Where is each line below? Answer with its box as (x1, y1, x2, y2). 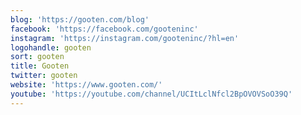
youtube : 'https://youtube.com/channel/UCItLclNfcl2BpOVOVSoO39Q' (10, 89, 293, 99)
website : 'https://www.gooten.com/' (10, 80, 163, 90)
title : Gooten (10, 61, 70, 71)
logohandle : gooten (10, 42, 92, 53)
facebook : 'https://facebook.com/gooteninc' (10, 24, 199, 34)
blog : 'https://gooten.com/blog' (10, 14, 150, 25)
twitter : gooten (10, 71, 78, 81)
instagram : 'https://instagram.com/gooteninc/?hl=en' (10, 33, 240, 43)
